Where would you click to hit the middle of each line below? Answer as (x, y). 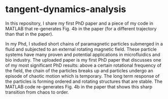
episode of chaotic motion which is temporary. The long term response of (82, 76)
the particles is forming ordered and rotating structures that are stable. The (84, 81)
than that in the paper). (29, 34)
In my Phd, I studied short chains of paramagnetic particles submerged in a (84, 43)
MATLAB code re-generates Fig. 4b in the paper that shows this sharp (79, 86)
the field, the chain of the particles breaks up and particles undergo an (79, 70)
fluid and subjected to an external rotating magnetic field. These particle (81, 49)
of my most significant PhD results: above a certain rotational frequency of (83, 65)
